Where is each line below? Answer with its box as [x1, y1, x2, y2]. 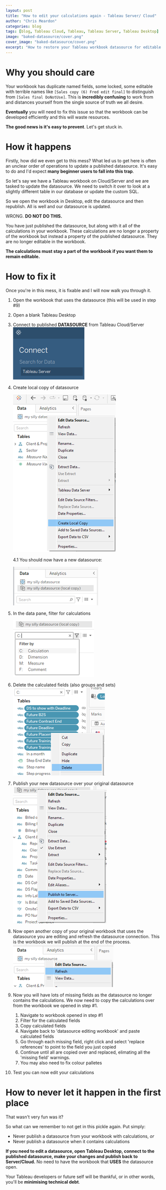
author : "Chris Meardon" [5, 18, 57, 23]
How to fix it [5, 271, 56, 282]
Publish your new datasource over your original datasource [12, 780, 134, 786]
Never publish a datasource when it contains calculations [12, 1138, 130, 1144]
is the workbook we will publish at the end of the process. [12, 939, 131, 945]
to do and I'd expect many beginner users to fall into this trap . [5, 168, 134, 174]
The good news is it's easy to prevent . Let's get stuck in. [5, 123, 123, 129]
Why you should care [5, 67, 95, 78]
